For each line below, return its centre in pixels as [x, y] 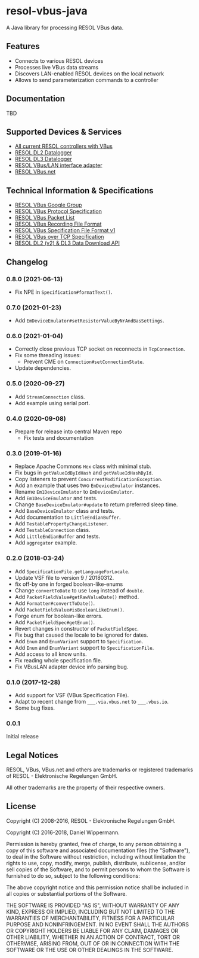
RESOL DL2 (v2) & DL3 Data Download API [67, 243]
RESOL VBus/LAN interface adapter [58, 165]
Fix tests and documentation [59, 438]
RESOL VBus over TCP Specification [59, 237]
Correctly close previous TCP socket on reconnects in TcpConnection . [100, 349]
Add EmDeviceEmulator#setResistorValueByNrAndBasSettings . [89, 321]
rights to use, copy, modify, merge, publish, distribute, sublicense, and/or [96, 863]
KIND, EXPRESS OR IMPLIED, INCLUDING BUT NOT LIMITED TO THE [91, 911]
